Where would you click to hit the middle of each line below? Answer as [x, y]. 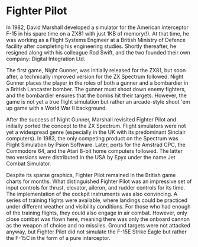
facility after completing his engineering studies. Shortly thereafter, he [91, 46]
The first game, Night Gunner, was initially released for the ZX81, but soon [96, 70]
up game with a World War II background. [57, 108]
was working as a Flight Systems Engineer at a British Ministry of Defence [96, 40]
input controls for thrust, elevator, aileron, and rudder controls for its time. [95, 187]
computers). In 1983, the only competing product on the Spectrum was [92, 138]
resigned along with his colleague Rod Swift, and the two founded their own [98, 52]
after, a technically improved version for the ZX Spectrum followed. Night [95, 76]
